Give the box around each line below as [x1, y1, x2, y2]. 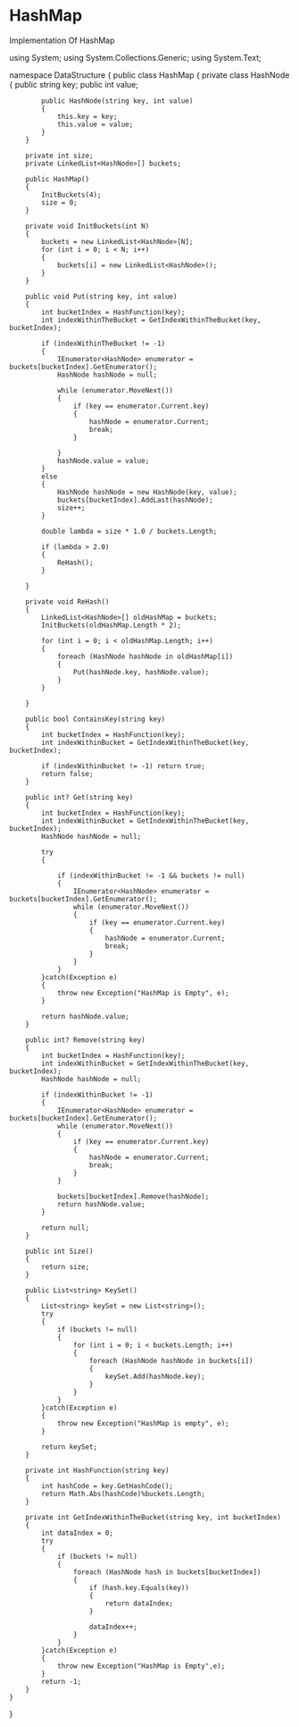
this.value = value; [56, 120, 134, 129]
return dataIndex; [104, 1598, 174, 1608]
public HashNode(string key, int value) [41, 96, 194, 106]
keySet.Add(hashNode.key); [104, 1372, 205, 1381]
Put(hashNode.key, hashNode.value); [72, 667, 210, 676]
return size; [41, 1262, 90, 1271]
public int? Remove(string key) [25, 1035, 145, 1045]
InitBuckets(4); [41, 190, 102, 199]
